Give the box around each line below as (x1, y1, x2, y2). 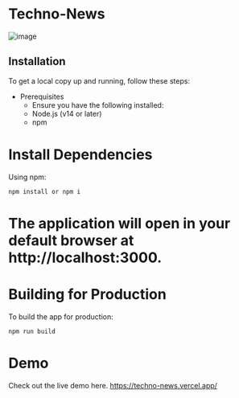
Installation (8, 55, 66, 68)
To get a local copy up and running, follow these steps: (8, 76, 191, 85)
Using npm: (8, 172, 47, 182)
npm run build (8, 327, 56, 335)
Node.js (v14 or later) (31, 109, 102, 118)
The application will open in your (8, 214, 231, 232)
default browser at (8, 231, 134, 249)
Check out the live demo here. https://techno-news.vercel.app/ (8, 380, 217, 390)
